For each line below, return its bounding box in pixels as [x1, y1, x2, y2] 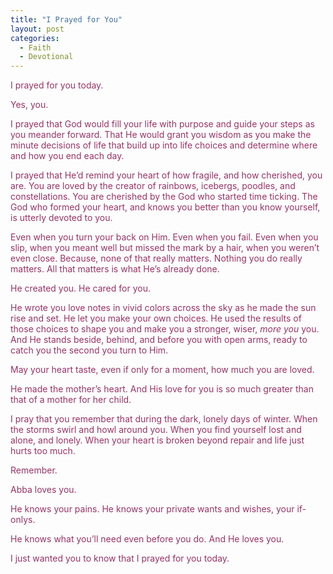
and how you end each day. [10, 150, 125, 162]
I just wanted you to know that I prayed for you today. [10, 552, 230, 565]
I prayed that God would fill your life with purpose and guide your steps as [10, 118, 315, 130]
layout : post [10, 24, 65, 34]
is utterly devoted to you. [10, 212, 113, 224]
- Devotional [19, 52, 74, 62]
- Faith [19, 42, 52, 53]
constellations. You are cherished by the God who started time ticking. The [10, 191, 318, 203]
